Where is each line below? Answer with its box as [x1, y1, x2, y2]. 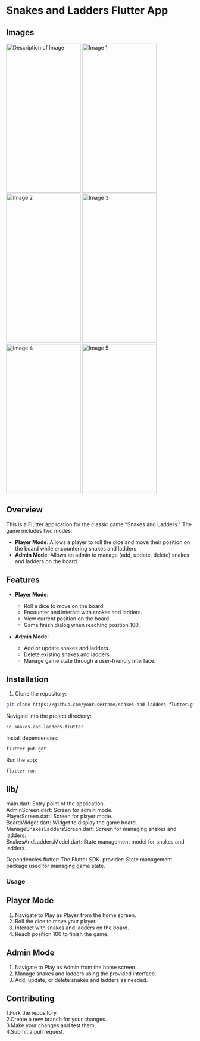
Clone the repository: [14, 690, 67, 697]
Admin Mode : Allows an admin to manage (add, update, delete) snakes [14, 551, 189, 558]
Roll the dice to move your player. [14, 918, 97, 925]
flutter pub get [6, 746, 46, 752]
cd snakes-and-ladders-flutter [6, 724, 84, 730]
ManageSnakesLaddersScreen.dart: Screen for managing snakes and [6, 826, 177, 833]
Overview [6, 505, 43, 515]
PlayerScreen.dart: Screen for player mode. [6, 813, 113, 820]
